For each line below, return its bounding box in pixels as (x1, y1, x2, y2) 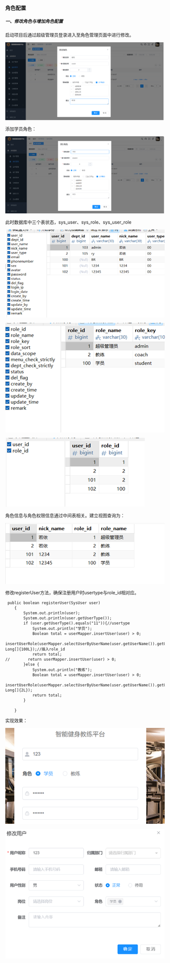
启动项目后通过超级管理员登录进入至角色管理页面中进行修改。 (5, 31, 134, 38)
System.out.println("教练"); (32, 667, 93, 672)
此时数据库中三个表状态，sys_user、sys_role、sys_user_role (5, 219, 132, 226)
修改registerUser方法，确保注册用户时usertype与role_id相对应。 (5, 590, 139, 596)
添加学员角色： (5, 125, 36, 132)
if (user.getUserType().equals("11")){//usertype (23, 621, 130, 626)
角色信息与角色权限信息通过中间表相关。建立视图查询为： (5, 512, 125, 519)
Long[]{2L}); (5, 688, 33, 693)
